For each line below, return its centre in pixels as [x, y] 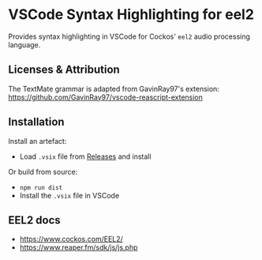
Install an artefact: [37, 141]
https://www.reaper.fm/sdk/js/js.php [79, 247]
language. [24, 44]
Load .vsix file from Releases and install [85, 156]
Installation [36, 122]
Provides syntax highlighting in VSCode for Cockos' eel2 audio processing [129, 36]
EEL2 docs [34, 220]
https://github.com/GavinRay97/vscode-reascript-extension [106, 97]
